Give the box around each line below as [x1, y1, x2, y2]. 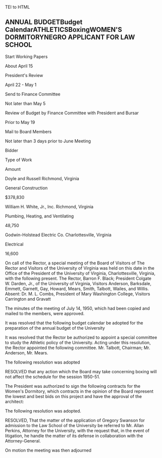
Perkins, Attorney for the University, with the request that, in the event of [5, 427, 150, 433]
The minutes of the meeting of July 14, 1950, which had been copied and [5, 305, 150, 311]
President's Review [5, 72, 44, 78]
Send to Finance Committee [5, 91, 60, 97]
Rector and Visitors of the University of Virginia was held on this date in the [5, 265, 155, 271]
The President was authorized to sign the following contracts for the [5, 383, 141, 389]
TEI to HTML [5, 4, 30, 10]
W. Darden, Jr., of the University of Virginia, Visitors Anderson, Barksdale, [5, 280, 151, 286]
